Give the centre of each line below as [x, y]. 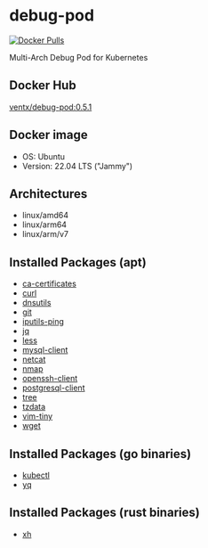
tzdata [34, 407]
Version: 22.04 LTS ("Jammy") [77, 166]
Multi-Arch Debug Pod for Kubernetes [79, 57]
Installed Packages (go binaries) [100, 454]
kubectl [36, 475]
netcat [34, 360]
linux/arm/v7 [45, 234]
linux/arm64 [44, 225]
